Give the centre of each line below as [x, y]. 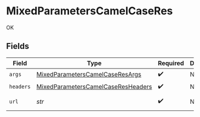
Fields [18, 46]
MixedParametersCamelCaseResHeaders [94, 87]
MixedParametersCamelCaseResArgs [89, 75]
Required [171, 63]
